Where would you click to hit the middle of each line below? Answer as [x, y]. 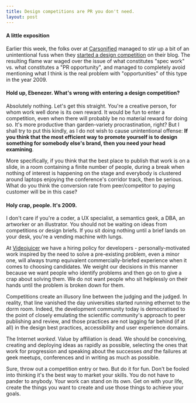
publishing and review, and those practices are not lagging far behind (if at [96, 321]
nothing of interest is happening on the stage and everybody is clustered [94, 173]
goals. [13, 394]
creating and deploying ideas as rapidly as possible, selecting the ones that [97, 345]
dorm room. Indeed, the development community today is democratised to [96, 309]
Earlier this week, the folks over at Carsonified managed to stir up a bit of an [98, 48]
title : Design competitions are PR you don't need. [70, 11]
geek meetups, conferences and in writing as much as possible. [83, 357]
